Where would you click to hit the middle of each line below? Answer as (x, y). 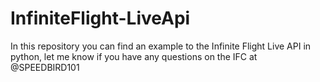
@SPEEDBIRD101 (45, 67)
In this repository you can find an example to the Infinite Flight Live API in (161, 46)
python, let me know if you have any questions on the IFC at (134, 56)
